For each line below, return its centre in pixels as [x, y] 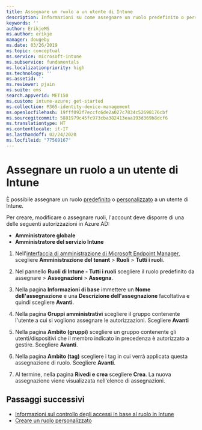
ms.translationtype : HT [36, 124]
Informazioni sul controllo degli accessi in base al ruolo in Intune [94, 414]
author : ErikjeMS [28, 29]
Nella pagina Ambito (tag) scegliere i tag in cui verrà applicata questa [101, 356]
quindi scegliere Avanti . [44, 302]
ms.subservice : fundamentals [43, 62]
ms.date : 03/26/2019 [32, 46]
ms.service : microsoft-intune [44, 56]
